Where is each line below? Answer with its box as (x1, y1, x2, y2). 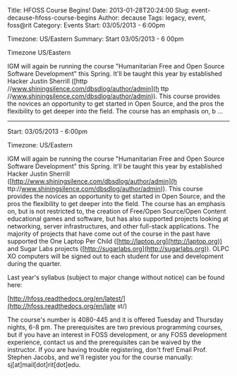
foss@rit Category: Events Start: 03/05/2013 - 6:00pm (7, 21, 166, 29)
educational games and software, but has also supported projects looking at (7, 214, 229, 223)
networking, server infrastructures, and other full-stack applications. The (7, 222, 219, 230)
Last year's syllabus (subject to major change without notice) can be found (7, 273, 225, 281)
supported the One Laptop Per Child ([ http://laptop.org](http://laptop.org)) (7, 237, 223, 245)
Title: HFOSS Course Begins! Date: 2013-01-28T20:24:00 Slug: (7, 6, 190, 14)
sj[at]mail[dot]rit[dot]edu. (7, 360, 81, 369)
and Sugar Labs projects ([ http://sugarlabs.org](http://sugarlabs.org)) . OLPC (7, 245, 229, 253)
